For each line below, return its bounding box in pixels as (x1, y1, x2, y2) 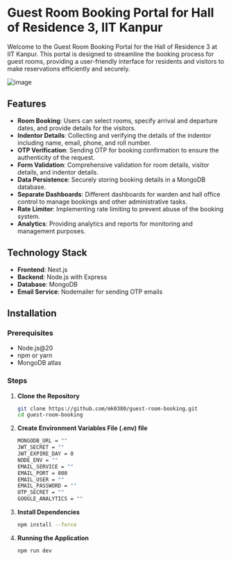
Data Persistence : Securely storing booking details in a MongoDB (17, 175, 206, 184)
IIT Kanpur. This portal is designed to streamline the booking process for (7, 50, 214, 58)
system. (17, 212, 40, 220)
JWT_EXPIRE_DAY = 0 (17, 450, 74, 458)
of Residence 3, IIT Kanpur (7, 19, 163, 35)
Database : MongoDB (17, 280, 78, 288)
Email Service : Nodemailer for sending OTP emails (17, 287, 163, 296)
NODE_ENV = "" (17, 456, 58, 463)
